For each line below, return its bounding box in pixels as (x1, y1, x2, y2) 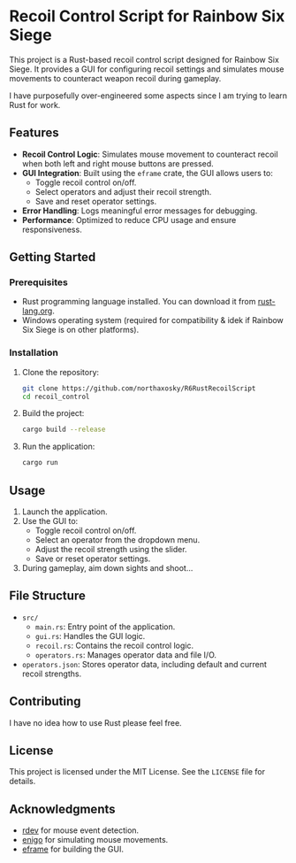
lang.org (21, 305, 53, 316)
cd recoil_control (21, 392, 90, 401)
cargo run (21, 458, 59, 467)
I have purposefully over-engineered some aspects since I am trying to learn (9, 90, 288, 101)
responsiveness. (21, 224, 82, 235)
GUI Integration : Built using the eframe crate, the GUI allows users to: (21, 167, 274, 178)
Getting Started (9, 250, 96, 265)
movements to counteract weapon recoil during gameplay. (9, 73, 222, 83)
